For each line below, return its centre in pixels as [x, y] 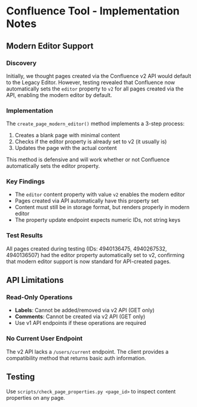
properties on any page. [36, 397]
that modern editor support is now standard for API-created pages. [89, 261]
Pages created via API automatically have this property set [87, 201]
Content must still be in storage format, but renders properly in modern [102, 207]
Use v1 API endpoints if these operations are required [80, 323]
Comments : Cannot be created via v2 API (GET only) [80, 316]
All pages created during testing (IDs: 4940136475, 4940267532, [87, 248]
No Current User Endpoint [44, 339]
